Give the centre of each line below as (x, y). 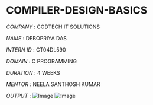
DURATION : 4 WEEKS (33, 72)
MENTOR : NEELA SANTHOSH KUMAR (53, 84)
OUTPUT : (19, 96)
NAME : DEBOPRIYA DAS (36, 38)
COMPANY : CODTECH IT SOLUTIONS (53, 27)
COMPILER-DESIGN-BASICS (77, 10)
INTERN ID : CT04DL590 (36, 50)
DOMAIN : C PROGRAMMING (42, 61)
